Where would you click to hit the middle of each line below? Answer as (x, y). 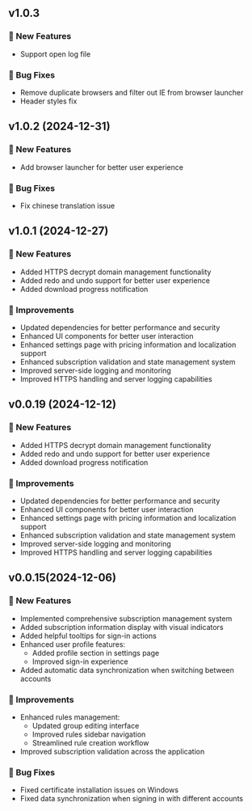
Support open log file (55, 54)
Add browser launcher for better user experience (102, 167)
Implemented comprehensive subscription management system (126, 619)
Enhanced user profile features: (73, 644)
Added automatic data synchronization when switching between (127, 669)
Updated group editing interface (86, 725)
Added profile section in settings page (96, 653)
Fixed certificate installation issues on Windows (99, 790)
